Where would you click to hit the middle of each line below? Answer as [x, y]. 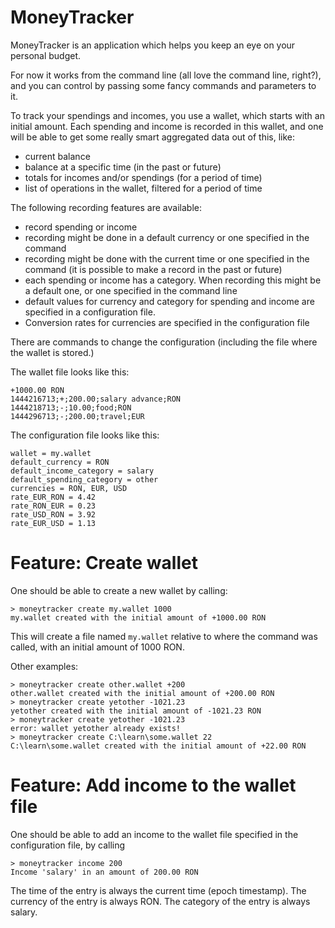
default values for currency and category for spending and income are [169, 301]
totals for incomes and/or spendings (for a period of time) [143, 177]
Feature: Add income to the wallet [153, 785]
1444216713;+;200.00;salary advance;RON [96, 399]
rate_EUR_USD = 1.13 [53, 523]
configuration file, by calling [68, 845]
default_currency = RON [60, 462]
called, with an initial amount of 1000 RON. [97, 647]
